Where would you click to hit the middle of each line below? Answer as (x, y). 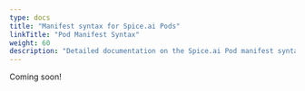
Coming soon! (35, 77)
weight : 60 (30, 43)
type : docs (30, 18)
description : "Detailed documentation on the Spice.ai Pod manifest (142, 51)
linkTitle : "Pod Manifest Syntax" (75, 34)
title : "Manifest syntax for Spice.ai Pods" (95, 26)
